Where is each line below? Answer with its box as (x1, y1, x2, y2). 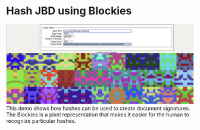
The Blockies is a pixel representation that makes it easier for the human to (6, 111, 189, 118)
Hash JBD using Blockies (6, 4, 132, 18)
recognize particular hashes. (6, 117, 76, 124)
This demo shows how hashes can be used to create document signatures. (6, 104, 190, 112)
